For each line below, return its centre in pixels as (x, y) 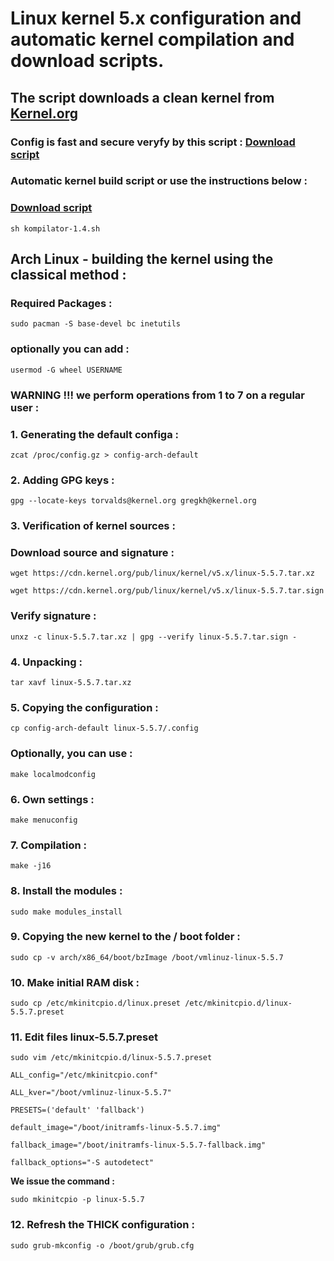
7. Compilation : (49, 845)
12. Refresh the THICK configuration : (102, 1225)
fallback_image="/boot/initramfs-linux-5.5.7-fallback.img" (138, 1145)
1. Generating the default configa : (94, 434)
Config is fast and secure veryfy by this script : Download (153, 142)
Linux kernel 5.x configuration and (156, 18)
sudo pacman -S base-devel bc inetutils (96, 324)
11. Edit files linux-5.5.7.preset (84, 1037)
